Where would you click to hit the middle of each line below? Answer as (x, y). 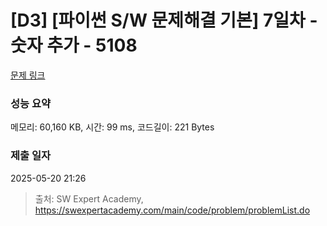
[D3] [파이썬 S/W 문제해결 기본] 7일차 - (164, 20)
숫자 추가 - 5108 (74, 45)
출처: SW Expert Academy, (89, 198)
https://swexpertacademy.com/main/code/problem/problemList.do (172, 210)
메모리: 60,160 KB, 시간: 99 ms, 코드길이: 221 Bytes (112, 127)
